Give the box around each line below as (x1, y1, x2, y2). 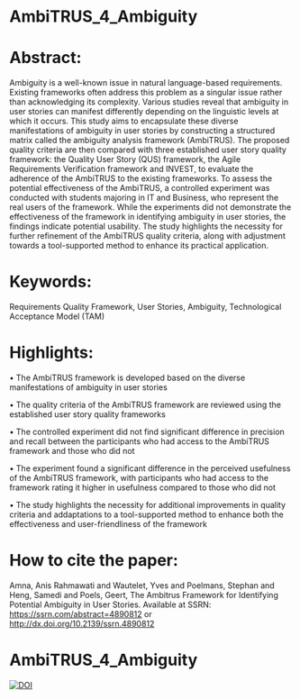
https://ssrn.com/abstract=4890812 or (9, 608, 152, 619)
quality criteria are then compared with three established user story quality (9, 144, 286, 155)
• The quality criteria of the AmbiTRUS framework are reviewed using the (9, 399, 282, 410)
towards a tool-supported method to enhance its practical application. (9, 241, 269, 251)
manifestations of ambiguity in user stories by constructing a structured (9, 125, 276, 136)
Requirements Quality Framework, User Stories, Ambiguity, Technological (9, 302, 282, 313)
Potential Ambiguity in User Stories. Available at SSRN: (9, 599, 212, 610)
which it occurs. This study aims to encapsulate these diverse (9, 115, 239, 127)
